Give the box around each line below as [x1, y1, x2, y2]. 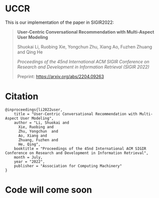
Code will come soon [5, 184, 93, 196]
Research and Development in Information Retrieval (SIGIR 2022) [17, 64, 150, 70]
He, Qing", [18, 142, 41, 147]
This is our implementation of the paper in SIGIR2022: [5, 19, 114, 25]
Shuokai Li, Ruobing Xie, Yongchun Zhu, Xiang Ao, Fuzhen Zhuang [17, 44, 153, 49]
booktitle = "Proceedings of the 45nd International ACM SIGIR [14, 146, 147, 151]
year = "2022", [14, 159, 45, 164]
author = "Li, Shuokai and [14, 120, 69, 125]
